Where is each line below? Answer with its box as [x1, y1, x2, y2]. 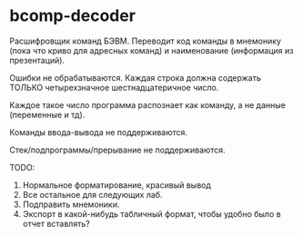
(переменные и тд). [9, 109, 86, 120]
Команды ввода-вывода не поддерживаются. [9, 126, 188, 137]
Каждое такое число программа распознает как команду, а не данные [9, 99, 287, 110]
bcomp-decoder [9, 5, 136, 26]
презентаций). [9, 54, 66, 65]
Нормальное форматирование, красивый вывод [22, 179, 212, 191]
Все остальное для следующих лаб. [22, 189, 163, 200]
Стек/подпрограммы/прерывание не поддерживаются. [9, 144, 226, 155]
